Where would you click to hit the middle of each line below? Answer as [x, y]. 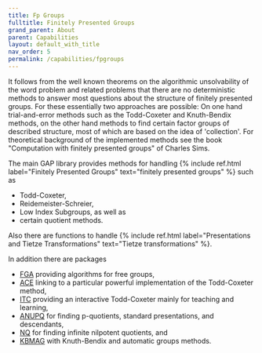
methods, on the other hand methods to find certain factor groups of [119, 123]
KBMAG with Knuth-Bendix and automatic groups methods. [115, 340]
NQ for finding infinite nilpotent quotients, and [93, 332]
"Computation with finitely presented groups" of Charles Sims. [109, 148]
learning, [34, 308]
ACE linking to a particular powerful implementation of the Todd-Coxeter [136, 282]
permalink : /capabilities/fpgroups [66, 60]
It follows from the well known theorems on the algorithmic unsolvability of [129, 81]
